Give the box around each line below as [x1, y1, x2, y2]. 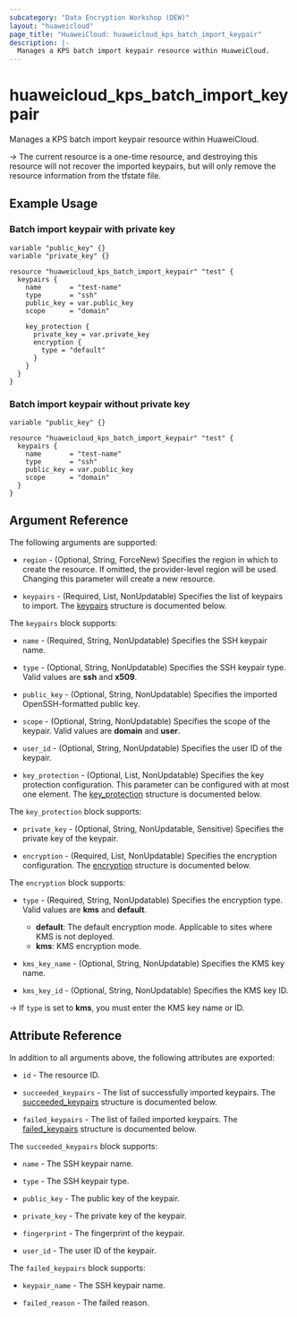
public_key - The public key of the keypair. [21, 1192, 181, 1203]
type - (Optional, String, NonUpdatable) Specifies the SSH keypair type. [21, 661, 286, 673]
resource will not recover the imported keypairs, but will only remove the [9, 161, 276, 171]
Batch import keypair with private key [9, 223, 176, 236]
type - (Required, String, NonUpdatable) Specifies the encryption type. [21, 894, 284, 905]
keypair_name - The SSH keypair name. [21, 1279, 165, 1290]
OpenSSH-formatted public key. [21, 698, 140, 709]
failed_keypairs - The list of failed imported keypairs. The [21, 1113, 238, 1124]
